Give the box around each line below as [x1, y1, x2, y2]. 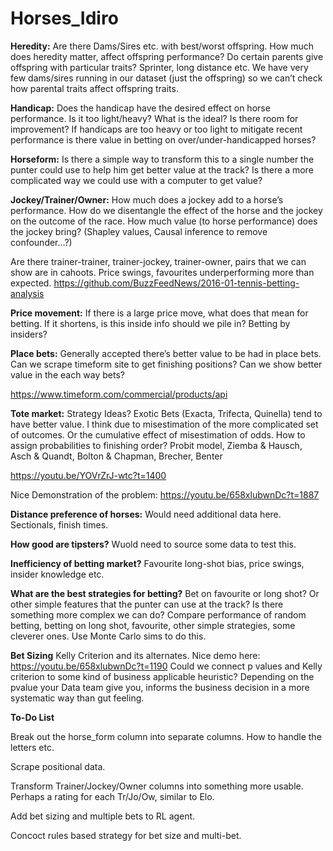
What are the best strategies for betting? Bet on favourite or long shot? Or [10, 587, 320, 599]
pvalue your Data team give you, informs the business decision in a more [10, 681, 310, 693]
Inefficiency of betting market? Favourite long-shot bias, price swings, [10, 557, 305, 569]
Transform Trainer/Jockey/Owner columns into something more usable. [10, 780, 304, 792]
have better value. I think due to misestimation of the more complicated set [10, 418, 319, 430]
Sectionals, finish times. [10, 518, 109, 531]
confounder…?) [10, 236, 73, 248]
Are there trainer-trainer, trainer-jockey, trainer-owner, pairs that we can [10, 255, 307, 267]
